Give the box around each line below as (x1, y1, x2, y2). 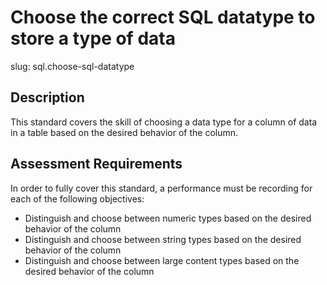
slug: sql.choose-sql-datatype (10, 60, 135, 72)
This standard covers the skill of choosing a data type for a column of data (10, 116, 318, 128)
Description (10, 89, 85, 106)
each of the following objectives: (10, 192, 145, 205)
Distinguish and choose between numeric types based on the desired (24, 212, 312, 224)
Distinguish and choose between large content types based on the (24, 254, 300, 266)
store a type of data (10, 27, 176, 50)
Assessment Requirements (10, 156, 183, 173)
